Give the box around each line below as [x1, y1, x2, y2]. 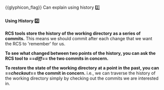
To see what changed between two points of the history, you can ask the [5, 50, 156, 56]
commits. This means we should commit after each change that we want [5, 36, 153, 42]
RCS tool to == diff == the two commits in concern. [5, 56, 109, 62]
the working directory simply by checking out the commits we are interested [5, 75, 159, 81]
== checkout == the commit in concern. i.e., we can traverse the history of [5, 70, 156, 76]
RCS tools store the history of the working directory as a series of [5, 30, 141, 36]
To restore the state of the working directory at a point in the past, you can [5, 65, 159, 71]
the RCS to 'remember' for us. [5, 41, 66, 47]
